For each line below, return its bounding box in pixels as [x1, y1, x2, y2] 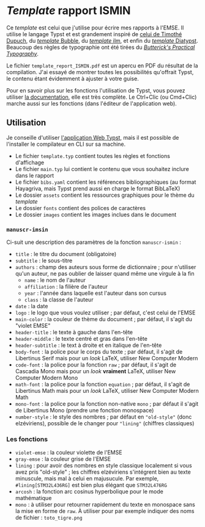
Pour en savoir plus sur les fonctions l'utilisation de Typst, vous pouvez [6, 86, 185, 94]
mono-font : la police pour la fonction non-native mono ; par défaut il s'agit [15, 400, 199, 408]
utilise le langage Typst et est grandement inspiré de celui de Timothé [6, 30, 182, 37]
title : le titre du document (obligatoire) [15, 251, 117, 258]
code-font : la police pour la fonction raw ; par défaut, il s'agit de [15, 361, 176, 368]
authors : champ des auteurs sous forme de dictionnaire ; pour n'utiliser [15, 263, 196, 271]
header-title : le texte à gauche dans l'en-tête [15, 328, 133, 336]
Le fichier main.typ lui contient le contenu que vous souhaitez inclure [15, 165, 190, 172]
